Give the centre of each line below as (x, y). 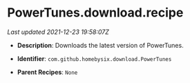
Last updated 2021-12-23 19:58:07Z (58, 32)
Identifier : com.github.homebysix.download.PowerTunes (94, 58)
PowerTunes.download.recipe (95, 13)
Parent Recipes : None (47, 72)
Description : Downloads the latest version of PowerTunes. (101, 45)
